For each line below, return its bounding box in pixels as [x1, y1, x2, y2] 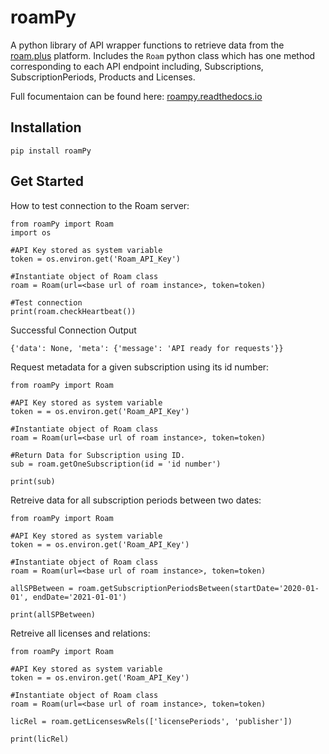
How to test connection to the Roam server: [10, 199, 190, 211]
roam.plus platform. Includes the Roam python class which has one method [10, 49, 316, 61]
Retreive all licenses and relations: [10, 627, 151, 639]
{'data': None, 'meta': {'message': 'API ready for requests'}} [10, 343, 284, 353]
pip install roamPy [10, 146, 92, 156]
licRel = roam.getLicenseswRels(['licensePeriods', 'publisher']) [10, 716, 293, 726]
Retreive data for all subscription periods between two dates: [10, 494, 262, 506]
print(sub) [10, 476, 56, 486]
